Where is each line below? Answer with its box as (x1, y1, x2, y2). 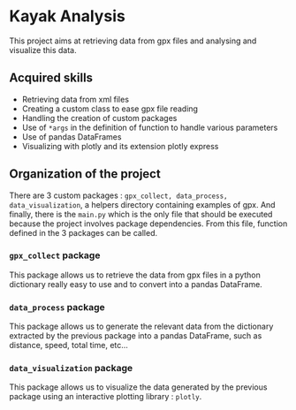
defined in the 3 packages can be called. (9, 227, 158, 238)
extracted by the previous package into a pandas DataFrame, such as (9, 330, 262, 341)
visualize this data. (9, 44, 77, 55)
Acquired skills (9, 71, 94, 86)
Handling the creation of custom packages (21, 112, 178, 123)
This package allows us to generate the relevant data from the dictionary (9, 321, 274, 332)
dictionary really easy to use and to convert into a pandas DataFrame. (9, 278, 262, 289)
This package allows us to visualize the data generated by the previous (9, 382, 268, 392)
